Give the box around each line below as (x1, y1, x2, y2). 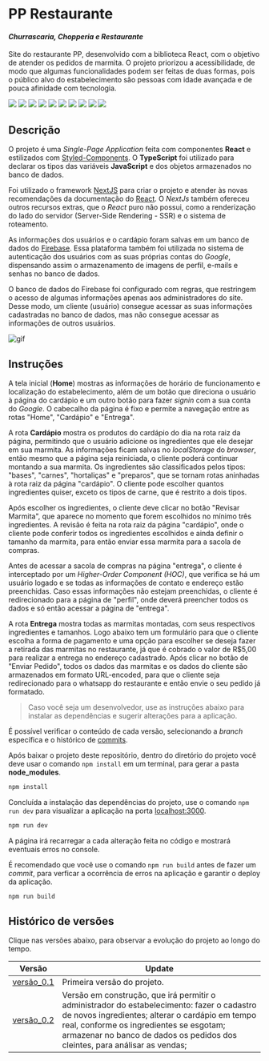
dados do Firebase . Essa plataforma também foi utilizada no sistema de (8, 243, 244, 253)
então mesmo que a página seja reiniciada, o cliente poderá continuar (8, 454, 239, 463)
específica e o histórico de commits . (8, 735, 128, 745)
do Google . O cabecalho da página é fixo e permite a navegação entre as (8, 404, 250, 414)
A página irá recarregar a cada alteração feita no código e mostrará (8, 835, 231, 845)
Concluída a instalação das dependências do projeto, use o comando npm (8, 797, 250, 807)
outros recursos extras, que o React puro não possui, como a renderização (8, 202, 256, 212)
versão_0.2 (12, 1015, 54, 1026)
